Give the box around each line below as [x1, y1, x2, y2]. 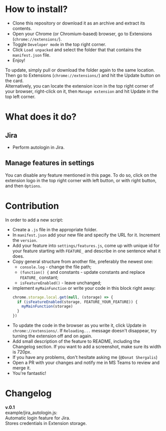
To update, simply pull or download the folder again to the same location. [5, 67, 156, 73]
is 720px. [12, 349, 31, 355]
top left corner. [5, 94, 36, 100]
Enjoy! [12, 57, 25, 63]
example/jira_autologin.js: [5, 409, 57, 415]
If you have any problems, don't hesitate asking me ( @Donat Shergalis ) [12, 354, 158, 360]
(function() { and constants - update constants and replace [19, 269, 146, 275]
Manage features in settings [5, 159, 95, 167]
